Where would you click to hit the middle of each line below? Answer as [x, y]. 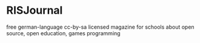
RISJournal [35, 10]
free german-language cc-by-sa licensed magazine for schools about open [101, 27]
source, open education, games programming [63, 33]
